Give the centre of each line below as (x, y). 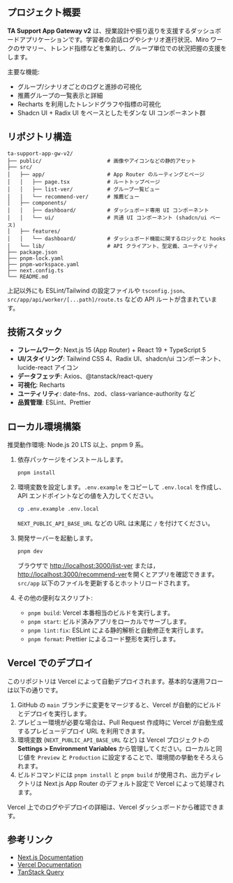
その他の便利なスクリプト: (55, 598)
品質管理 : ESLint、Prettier (54, 402)
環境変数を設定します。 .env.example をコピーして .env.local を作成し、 (121, 487)
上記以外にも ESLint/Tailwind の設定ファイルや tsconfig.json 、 (98, 290)
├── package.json (32, 252)
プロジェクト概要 (44, 13)
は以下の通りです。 (35, 689)
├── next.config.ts (36, 270)
